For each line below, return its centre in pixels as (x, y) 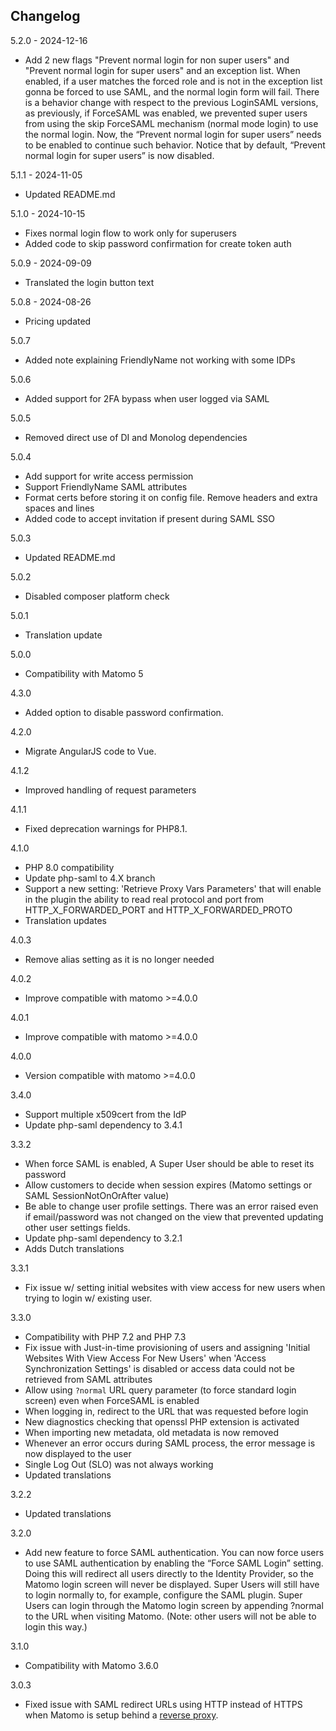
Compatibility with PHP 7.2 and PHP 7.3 (105, 1336)
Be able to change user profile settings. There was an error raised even (171, 1206)
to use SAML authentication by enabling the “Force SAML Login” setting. (174, 1563)
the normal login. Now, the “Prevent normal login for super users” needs (173, 134)
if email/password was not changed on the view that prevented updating (174, 1216)
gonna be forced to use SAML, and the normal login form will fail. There (172, 91)
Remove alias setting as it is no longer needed (119, 959)
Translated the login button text (89, 282)
